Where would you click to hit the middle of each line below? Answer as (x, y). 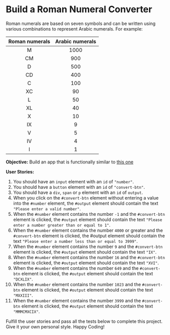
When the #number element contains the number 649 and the (76, 268)
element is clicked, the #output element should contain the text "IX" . (85, 252)
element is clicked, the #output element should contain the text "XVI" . (86, 263)
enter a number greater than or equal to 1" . (62, 225)
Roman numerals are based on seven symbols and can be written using (81, 23)
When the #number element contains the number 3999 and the (77, 300)
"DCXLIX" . (23, 279)
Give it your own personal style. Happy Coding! (55, 326)
